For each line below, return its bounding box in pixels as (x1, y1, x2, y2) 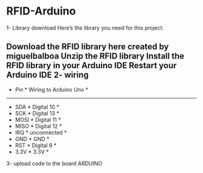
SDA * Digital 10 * (14, 103, 59, 110)
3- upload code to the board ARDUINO (6, 160, 103, 167)
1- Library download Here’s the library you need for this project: (6, 24, 164, 31)
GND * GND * (14, 135, 50, 142)
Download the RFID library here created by (6, 42, 169, 52)
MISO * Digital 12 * (14, 122, 62, 130)
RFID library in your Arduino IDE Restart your (6, 60, 177, 71)
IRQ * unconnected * (14, 128, 67, 136)
